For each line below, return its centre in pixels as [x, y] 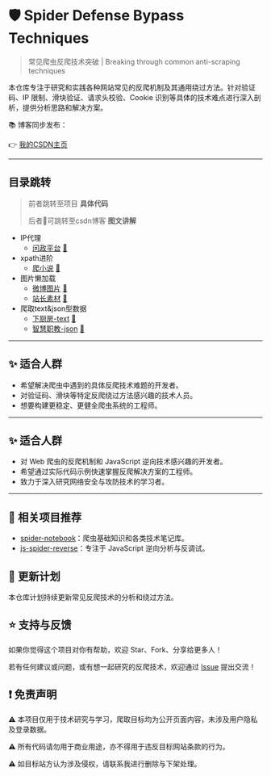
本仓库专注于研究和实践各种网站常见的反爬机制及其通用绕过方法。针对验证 [132, 87]
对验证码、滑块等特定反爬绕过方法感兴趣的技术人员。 [108, 395]
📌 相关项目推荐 [45, 517]
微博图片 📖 [50, 288]
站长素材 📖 [50, 298]
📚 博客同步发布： [38, 124]
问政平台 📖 [50, 248]
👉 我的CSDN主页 [38, 144]
